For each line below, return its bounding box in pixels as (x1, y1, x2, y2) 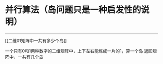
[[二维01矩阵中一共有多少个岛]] (5, 38, 67, 43)
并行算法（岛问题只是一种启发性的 (5, 4, 142, 15)
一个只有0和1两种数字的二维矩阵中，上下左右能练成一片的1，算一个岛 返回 (5, 48, 153, 53)
